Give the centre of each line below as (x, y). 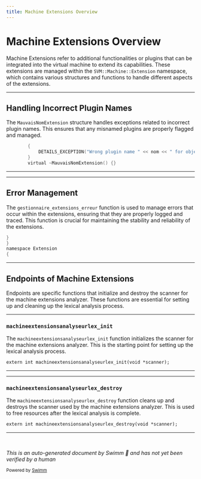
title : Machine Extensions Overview (52, 12)
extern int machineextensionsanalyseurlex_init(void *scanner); (88, 363)
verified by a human (31, 459)
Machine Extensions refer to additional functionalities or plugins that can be (99, 58)
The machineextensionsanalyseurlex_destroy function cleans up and (90, 400)
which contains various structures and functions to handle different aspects (99, 77)
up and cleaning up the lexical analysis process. (65, 306)
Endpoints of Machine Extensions (70, 279)
